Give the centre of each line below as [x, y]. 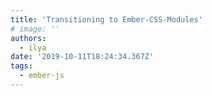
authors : [28, 38]
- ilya [33, 47]
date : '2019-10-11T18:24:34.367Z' [82, 57]
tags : [21, 66]
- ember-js [42, 76]
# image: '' [35, 29]
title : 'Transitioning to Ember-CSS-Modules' [106, 19]
